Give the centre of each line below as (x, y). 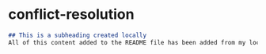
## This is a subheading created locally (78, 35)
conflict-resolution (71, 14)
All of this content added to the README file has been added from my (127, 42)
